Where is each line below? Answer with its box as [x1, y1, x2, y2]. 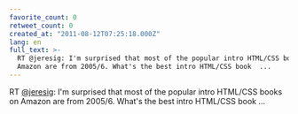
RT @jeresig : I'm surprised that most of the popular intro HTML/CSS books [9, 86, 283, 97]
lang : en [9, 37, 42, 47]
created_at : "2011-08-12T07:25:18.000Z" [9, 29, 161, 38]
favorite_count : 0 [9, 12, 77, 22]
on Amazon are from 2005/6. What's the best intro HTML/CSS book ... [9, 95, 266, 106]
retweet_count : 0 [9, 21, 74, 30]
